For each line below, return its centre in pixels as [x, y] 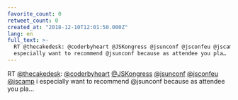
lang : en [20, 34]
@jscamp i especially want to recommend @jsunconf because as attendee [116, 81]
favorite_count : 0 [34, 14]
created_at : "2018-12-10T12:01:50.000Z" [68, 27]
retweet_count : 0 [33, 21]
